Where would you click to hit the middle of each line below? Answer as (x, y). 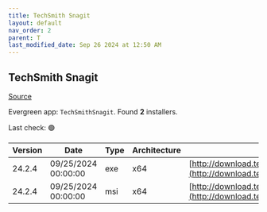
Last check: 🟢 (32, 127)
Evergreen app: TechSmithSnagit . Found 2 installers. (93, 111)
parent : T (25, 38)
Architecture (157, 150)
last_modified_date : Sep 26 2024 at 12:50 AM (85, 45)
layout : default (35, 23)
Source (20, 96)
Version (27, 150)
